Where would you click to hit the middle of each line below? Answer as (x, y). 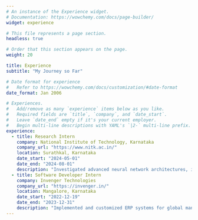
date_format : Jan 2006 (34, 93)
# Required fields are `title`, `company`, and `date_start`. (87, 115)
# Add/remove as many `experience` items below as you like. (85, 109)
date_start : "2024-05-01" (49, 158)
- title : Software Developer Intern (56, 175)
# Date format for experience (43, 82)
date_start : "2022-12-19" (49, 197)
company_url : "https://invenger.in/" (63, 186)
